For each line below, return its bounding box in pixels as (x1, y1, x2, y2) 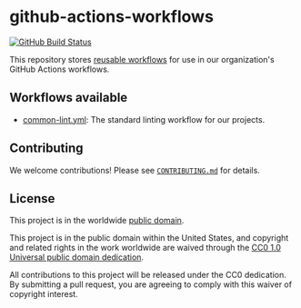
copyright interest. (9, 289, 79, 300)
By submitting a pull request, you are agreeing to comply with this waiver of (9, 279, 293, 290)
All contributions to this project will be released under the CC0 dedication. (9, 270, 286, 281)
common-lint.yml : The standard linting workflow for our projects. (22, 114, 266, 124)
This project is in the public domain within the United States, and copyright (9, 233, 289, 243)
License (9, 191, 55, 206)
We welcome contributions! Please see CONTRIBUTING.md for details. (9, 164, 261, 175)
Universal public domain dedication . (9, 252, 144, 263)
